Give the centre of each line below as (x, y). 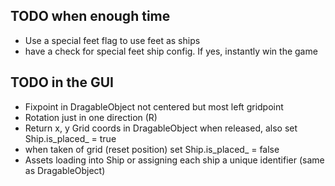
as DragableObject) (65, 170)
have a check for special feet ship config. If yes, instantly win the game (171, 51)
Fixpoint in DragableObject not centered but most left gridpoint (154, 106)
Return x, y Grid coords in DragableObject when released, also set (161, 128)
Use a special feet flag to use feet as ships (112, 40)
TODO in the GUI (62, 82)
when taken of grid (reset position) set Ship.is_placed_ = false (152, 149)
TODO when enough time (90, 16)
